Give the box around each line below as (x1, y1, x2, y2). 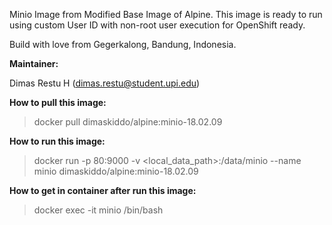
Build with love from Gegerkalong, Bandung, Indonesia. (9, 39, 237, 50)
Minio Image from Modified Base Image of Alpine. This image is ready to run (9, 9, 323, 20)
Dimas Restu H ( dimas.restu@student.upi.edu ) (9, 77, 201, 89)
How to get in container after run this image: (9, 185, 197, 196)
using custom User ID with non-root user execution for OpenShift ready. (9, 19, 306, 31)
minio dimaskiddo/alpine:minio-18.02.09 (33, 165, 199, 177)
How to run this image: (9, 135, 106, 147)
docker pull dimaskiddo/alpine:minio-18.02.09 (33, 116, 223, 128)
